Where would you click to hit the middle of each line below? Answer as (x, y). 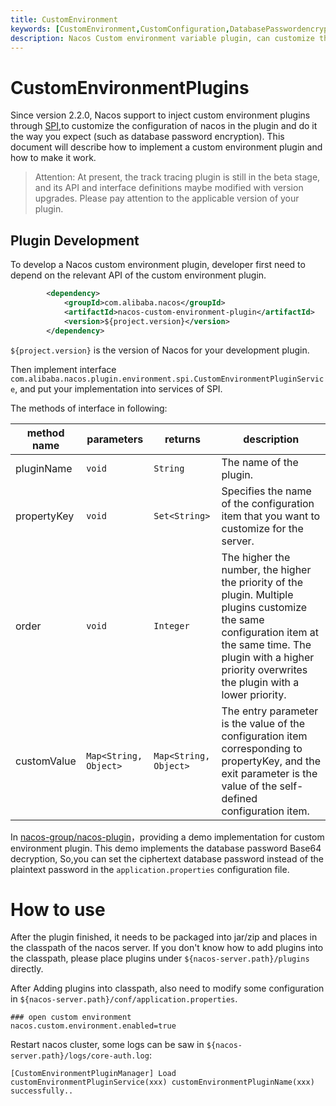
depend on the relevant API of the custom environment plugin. (138, 275)
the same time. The (266, 644)
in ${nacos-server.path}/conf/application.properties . (124, 999)
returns (182, 439)
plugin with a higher (268, 657)
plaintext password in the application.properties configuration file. (150, 869)
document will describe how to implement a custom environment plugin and (166, 147)
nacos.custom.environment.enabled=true (93, 1026)
